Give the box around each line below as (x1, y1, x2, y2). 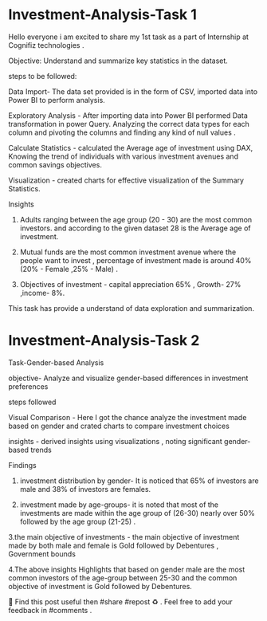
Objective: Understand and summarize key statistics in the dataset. (8, 56, 229, 65)
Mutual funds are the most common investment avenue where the (19, 247, 237, 257)
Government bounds (8, 548, 76, 559)
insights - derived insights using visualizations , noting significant (8, 436, 223, 446)
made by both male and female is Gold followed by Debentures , (8, 540, 219, 550)
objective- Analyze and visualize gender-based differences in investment (8, 373, 249, 383)
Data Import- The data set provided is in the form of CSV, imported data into (8, 86, 257, 96)
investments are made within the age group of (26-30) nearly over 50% (19, 508, 255, 517)
